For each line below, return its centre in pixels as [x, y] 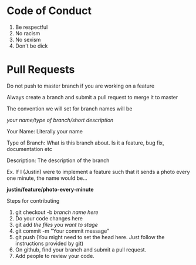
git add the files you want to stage [57, 224]
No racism [28, 33]
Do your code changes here [49, 218]
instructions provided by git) [49, 243]
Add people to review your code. [55, 256]
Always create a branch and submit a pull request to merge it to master [92, 97]
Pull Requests [41, 70]
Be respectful [31, 27]
